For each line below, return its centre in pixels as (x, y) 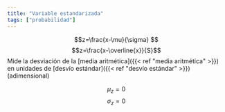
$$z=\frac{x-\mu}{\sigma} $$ (116, 39)
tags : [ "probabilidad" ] (42, 20)
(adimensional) (28, 76)
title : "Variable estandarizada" (55, 13)
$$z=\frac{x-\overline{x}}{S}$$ (116, 50)
